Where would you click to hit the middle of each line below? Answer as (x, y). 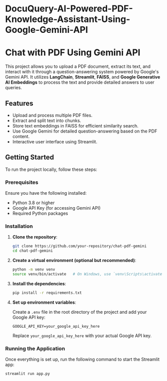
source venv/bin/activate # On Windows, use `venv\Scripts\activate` (88, 274)
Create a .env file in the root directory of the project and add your (80, 312)
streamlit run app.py (28, 374)
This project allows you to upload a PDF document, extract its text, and (78, 66)
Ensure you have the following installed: (46, 193)
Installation (19, 226)
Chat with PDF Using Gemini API (73, 53)
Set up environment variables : (44, 302)
